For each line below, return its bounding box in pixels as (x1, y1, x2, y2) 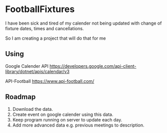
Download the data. (12, 106, 53, 112)
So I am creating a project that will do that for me (5, 35, 106, 41)
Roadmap (5, 93, 36, 101)
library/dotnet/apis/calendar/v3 (5, 68, 70, 74)
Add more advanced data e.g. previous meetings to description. (12, 122, 144, 128)
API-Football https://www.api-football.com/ (5, 78, 94, 84)
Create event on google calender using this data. (12, 111, 114, 117)
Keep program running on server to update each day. (12, 116, 122, 122)
